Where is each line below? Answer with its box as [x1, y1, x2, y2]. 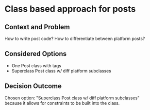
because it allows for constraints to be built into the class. [4, 100, 120, 106]
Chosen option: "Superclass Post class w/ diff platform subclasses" [4, 95, 140, 101]
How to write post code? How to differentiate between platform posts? [4, 36, 145, 41]
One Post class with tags [11, 62, 62, 69]
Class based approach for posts [4, 3, 136, 15]
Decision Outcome [4, 82, 62, 91]
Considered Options [4, 50, 67, 58]
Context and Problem [4, 23, 70, 31]
